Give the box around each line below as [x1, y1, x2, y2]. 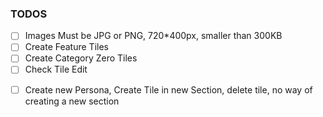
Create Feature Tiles [24, 41, 109, 53]
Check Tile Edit [24, 63, 88, 76]
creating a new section [24, 95, 120, 107]
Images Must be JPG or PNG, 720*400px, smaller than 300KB [24, 30, 283, 42]
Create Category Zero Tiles [24, 52, 138, 64]
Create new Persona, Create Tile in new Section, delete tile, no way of [24, 83, 313, 96]
